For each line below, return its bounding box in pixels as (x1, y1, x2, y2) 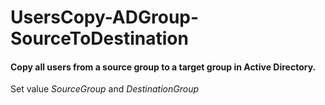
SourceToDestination (10, 27, 189, 50)
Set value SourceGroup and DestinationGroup (10, 83, 200, 95)
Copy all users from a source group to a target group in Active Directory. (10, 61, 317, 73)
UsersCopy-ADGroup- (10, 6, 200, 29)
